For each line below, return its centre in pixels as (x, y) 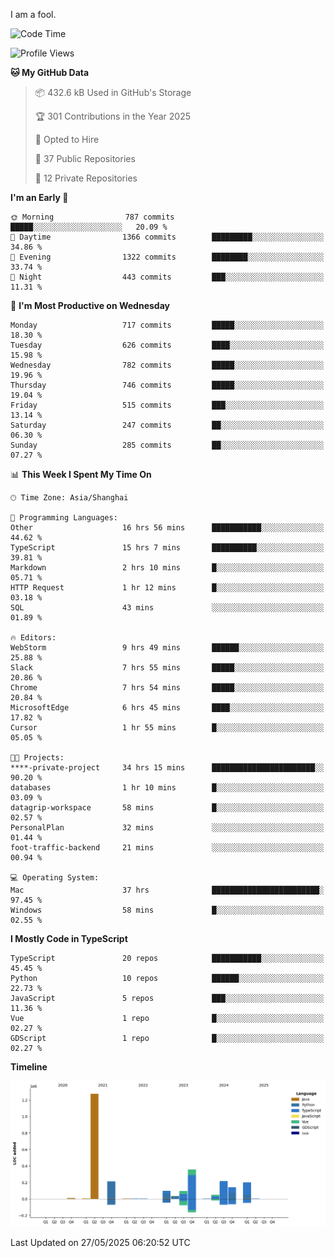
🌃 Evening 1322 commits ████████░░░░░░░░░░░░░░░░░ (167, 257)
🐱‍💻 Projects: (37, 758)
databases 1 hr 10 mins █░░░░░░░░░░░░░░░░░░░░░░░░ (167, 788)
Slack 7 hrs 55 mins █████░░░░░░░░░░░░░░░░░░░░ (167, 668)
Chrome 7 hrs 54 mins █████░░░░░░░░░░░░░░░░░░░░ (167, 688)
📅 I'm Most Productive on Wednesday (90, 305)
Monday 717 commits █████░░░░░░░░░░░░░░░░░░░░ (167, 325)
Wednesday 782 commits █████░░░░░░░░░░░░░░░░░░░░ (167, 365)
